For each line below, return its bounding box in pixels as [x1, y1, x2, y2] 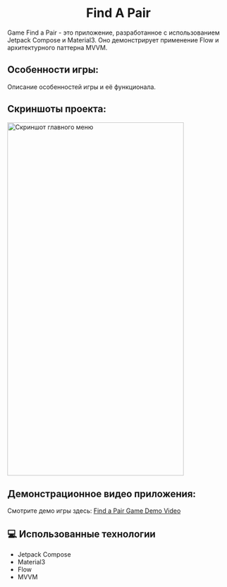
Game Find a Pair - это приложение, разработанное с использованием [7, 28, 220, 37]
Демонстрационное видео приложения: [7, 487, 196, 499]
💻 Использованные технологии [7, 528, 157, 540]
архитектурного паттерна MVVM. [7, 43, 108, 52]
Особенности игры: [7, 64, 99, 76]
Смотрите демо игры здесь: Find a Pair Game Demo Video [7, 506, 181, 515]
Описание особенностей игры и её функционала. [7, 83, 157, 91]
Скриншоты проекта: [7, 103, 107, 115]
